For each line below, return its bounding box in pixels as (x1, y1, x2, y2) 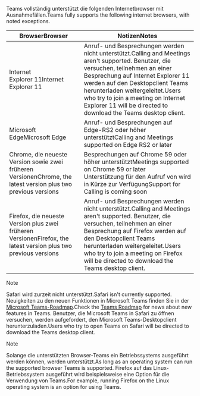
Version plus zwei (9, 219, 58, 228)
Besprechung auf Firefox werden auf (83, 227, 186, 235)
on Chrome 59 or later (83, 165, 146, 173)
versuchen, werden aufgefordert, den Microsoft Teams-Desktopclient (6, 316, 177, 323)
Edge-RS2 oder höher (83, 126, 146, 134)
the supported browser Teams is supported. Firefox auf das (6, 364, 152, 371)
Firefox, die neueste (9, 212, 65, 220)
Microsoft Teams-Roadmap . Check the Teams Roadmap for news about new (6, 303, 192, 310)
